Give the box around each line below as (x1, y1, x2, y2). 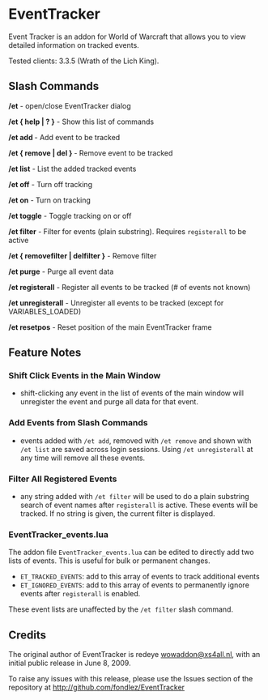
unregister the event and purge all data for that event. (19, 397, 198, 407)
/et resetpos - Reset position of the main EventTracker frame (8, 322, 212, 332)
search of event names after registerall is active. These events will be (19, 500, 258, 510)
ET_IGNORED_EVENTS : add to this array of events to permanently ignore (19, 580, 249, 590)
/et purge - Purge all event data (8, 267, 114, 276)
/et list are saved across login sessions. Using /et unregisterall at (19, 444, 253, 454)
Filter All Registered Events (8, 473, 117, 484)
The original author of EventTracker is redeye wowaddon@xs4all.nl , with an (8, 650, 261, 659)
